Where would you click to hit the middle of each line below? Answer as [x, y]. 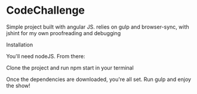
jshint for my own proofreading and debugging [64, 33]
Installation [20, 45]
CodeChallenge [46, 10]
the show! [19, 85]
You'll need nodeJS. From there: [46, 56]
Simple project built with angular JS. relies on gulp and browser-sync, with [98, 27]
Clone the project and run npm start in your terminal [70, 68]
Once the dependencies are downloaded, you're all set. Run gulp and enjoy [99, 79]
